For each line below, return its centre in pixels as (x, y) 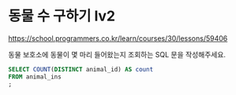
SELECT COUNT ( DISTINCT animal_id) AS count (81, 69)
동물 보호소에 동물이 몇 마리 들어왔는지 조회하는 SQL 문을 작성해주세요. (117, 54)
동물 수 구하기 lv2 (62, 16)
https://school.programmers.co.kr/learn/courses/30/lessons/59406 (118, 38)
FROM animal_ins (35, 77)
